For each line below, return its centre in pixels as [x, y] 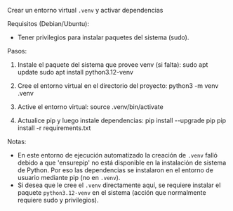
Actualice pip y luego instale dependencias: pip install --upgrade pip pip [122, 120]
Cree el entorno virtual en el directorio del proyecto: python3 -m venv [118, 86]
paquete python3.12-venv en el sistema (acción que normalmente [112, 192]
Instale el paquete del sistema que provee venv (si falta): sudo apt [113, 65]
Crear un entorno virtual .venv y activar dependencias [85, 10]
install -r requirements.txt [54, 128]
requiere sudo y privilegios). [58, 200]
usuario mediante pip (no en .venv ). [69, 178]
